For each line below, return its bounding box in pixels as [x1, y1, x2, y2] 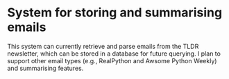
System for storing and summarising [7, 5, 223, 21]
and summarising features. [7, 64, 84, 72]
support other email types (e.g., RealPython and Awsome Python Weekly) [7, 56, 217, 65]
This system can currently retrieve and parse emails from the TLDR [7, 42, 199, 50]
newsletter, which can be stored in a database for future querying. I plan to [7, 49, 221, 58]
